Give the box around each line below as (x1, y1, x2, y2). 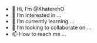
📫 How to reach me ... (11, 31, 66, 37)
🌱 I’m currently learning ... (11, 18, 75, 24)
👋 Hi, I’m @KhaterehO (11, 6, 65, 12)
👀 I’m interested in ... (11, 12, 62, 19)
